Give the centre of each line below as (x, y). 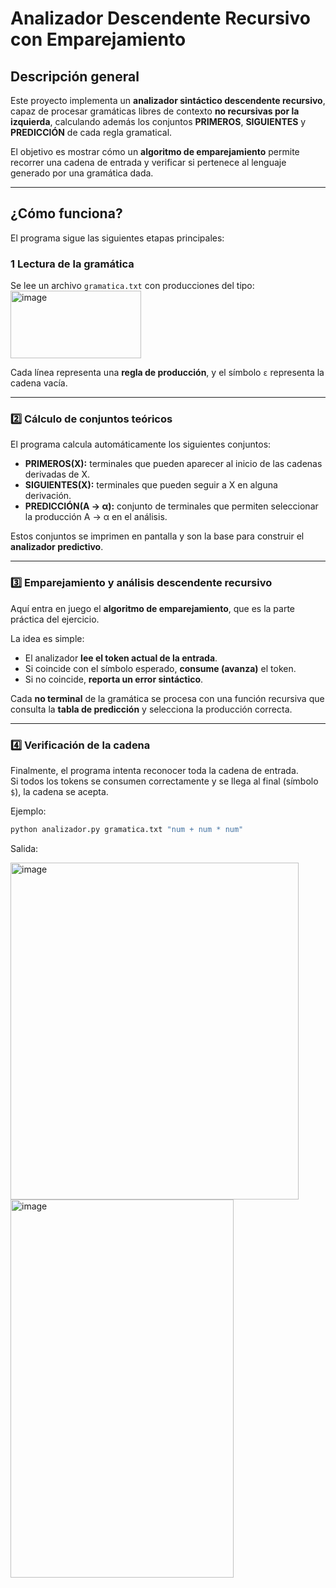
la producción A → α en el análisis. (96, 517)
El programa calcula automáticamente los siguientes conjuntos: (141, 444)
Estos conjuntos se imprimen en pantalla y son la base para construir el (157, 536)
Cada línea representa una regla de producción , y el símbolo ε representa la (167, 373)
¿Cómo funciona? (66, 213)
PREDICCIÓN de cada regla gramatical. (91, 132)
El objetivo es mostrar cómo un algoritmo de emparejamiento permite (155, 151)
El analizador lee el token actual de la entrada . (121, 658)
